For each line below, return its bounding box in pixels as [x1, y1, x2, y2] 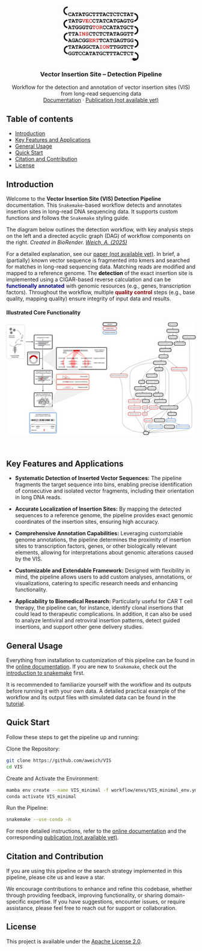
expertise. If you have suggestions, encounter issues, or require [27, 898, 185, 905]
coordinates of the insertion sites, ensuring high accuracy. [14, 518, 159, 526]
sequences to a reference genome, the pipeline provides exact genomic [14, 512, 194, 519]
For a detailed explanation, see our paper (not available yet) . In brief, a [6, 251, 180, 257]
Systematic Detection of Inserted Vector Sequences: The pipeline [14, 475, 182, 482]
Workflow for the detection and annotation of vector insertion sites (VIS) [11, 84, 191, 91]
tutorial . [6, 700, 25, 708]
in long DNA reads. [14, 494, 62, 501]
